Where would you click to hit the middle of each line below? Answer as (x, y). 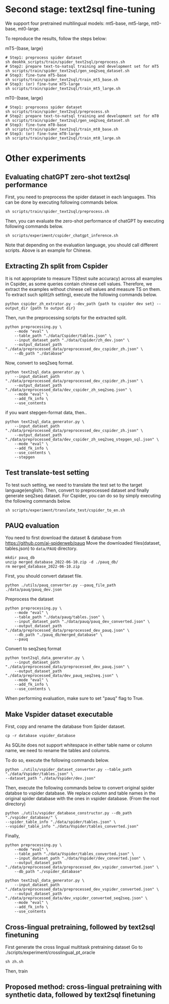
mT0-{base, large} (24, 98)
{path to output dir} (53, 308)
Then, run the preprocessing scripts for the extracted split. (66, 318)
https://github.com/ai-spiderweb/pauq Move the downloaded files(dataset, (83, 543)
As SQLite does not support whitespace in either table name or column (79, 745)
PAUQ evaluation (32, 525)
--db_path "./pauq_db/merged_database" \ (58, 635)
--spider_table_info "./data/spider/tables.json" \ (61, 822)
